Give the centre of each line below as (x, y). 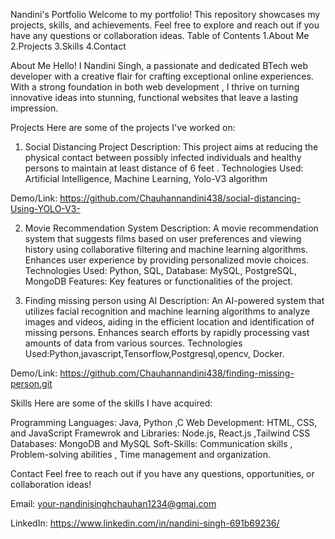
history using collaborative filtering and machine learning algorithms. (166, 249)
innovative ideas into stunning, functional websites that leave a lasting (154, 97)
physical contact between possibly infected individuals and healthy (163, 157)
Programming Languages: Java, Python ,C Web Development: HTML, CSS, (164, 422)
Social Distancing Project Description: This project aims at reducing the (171, 147)
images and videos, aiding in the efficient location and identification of (169, 322)
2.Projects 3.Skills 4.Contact (68, 46)
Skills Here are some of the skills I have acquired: (111, 403)
